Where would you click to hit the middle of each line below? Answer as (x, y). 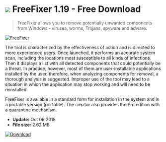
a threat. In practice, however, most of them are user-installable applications (83, 69)
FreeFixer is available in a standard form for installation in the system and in (83, 99)
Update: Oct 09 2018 (34, 119)
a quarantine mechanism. (31, 110)
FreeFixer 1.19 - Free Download (77, 9)
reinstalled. (17, 89)
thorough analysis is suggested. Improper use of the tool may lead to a (78, 79)
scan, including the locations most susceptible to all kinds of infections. (78, 58)
